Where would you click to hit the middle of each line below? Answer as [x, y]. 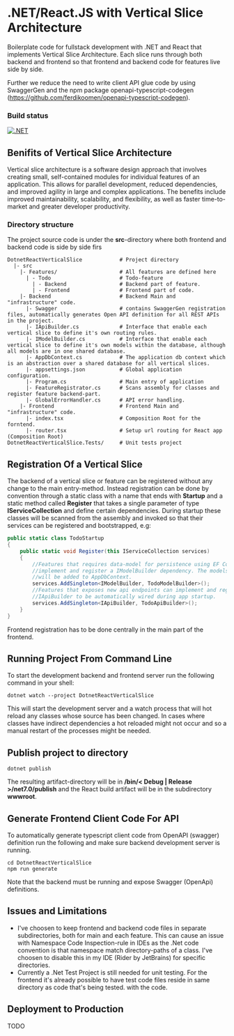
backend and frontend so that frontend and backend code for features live [114, 61]
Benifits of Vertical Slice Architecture [90, 152]
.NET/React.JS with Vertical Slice [105, 13]
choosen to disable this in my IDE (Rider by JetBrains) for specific [111, 957]
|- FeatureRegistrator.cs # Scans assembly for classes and [122, 388]
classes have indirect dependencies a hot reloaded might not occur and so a [117, 724]
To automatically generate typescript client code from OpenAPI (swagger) [113, 835]
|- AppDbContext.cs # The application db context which [126, 358]
